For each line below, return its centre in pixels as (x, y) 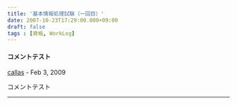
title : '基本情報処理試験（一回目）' (56, 14)
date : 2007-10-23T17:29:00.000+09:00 (63, 20)
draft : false (26, 27)
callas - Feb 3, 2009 (36, 72)
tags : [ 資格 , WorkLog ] (41, 33)
